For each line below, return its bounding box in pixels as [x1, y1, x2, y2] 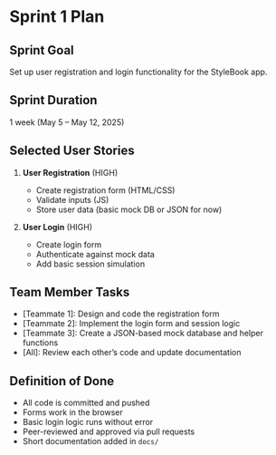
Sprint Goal [9, 43, 74, 58]
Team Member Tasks [9, 285, 130, 300]
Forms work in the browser [22, 407, 124, 418]
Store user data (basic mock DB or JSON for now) [35, 204, 223, 215]
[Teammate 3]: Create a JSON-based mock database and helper [22, 328, 264, 339]
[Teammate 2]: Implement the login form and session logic [22, 318, 241, 329]
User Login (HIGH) [22, 221, 93, 232]
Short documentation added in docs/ [22, 436, 159, 447]
